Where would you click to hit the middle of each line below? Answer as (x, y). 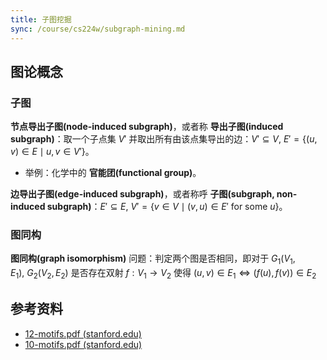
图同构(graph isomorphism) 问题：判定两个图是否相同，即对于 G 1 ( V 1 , (153, 259)
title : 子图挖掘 (41, 19)
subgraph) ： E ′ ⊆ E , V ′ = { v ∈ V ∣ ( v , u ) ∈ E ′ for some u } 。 (167, 207)
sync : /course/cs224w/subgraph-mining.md (98, 29)
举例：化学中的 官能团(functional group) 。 (113, 173)
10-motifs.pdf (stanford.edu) (83, 344)
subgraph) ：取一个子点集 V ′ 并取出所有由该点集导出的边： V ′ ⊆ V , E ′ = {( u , (164, 139)
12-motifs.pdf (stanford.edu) (83, 333)
